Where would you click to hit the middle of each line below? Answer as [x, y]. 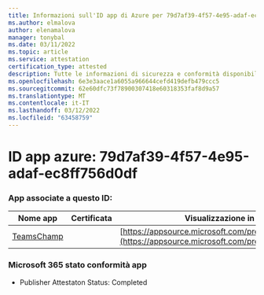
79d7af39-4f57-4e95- [174, 157]
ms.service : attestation [49, 60]
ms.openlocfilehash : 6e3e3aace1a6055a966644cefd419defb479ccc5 [114, 81]
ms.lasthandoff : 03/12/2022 [54, 111]
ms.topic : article [38, 52]
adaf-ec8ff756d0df [73, 173]
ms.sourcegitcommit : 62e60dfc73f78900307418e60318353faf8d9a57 [114, 88]
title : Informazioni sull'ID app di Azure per [86, 15]
